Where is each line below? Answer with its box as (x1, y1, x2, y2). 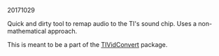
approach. (48, 27, 78, 35)
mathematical (7, 27, 47, 35)
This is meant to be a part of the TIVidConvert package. (7, 41, 168, 48)
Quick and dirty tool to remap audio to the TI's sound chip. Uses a (7, 20, 197, 27)
